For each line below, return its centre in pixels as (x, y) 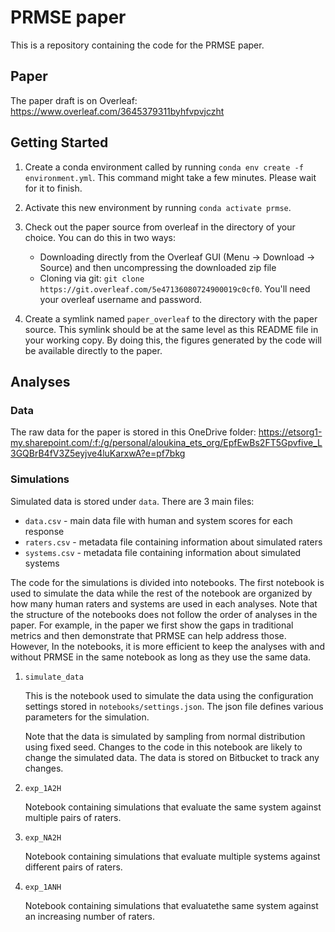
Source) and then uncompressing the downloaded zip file (158, 267)
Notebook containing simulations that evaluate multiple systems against (172, 856)
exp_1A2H (43, 788)
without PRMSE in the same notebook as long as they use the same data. (161, 657)
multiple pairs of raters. (73, 817)
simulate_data (54, 677)
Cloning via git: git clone (92, 278)
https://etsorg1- (290, 432)
